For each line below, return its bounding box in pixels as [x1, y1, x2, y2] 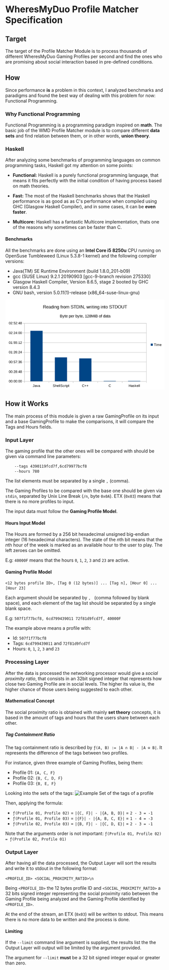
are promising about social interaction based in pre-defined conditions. [5, 59, 153, 64]
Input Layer [5, 436, 34, 443]
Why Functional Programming [5, 110, 80, 117]
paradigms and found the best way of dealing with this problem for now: [5, 92, 156, 99]
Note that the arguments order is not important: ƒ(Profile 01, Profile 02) [5, 830, 162, 836]
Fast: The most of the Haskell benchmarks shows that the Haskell [12, 193, 150, 199]
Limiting [5, 928, 23, 934]
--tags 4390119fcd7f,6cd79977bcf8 [14, 464, 87, 469]
